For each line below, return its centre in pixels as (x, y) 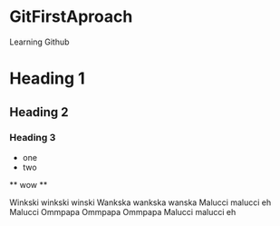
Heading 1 (48, 79)
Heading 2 (39, 112)
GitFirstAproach (71, 17)
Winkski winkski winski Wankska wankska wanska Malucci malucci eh (140, 202)
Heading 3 (33, 138)
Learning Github (39, 42)
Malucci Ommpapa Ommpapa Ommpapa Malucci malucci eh (123, 211)
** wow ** (29, 184)
